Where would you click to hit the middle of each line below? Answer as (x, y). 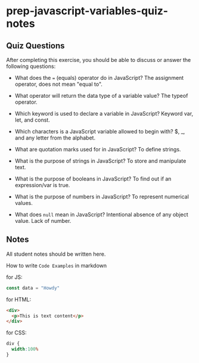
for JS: (14, 277)
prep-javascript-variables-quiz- (87, 11)
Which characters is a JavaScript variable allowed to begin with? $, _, (100, 131)
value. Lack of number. (43, 221)
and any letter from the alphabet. (55, 138)
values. (24, 203)
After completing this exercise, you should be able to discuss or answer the (99, 60)
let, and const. (32, 120)
